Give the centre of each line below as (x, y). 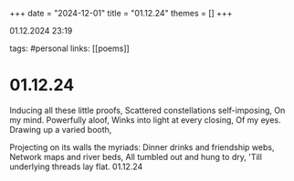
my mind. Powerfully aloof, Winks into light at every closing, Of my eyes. (145, 120)
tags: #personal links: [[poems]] (69, 48)
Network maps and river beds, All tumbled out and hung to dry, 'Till (136, 156)
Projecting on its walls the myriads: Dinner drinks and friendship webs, (142, 147)
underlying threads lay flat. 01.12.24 (76, 166)
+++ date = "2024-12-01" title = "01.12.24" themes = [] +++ (121, 13)
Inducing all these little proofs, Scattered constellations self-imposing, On (147, 110)
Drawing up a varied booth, (61, 129)
